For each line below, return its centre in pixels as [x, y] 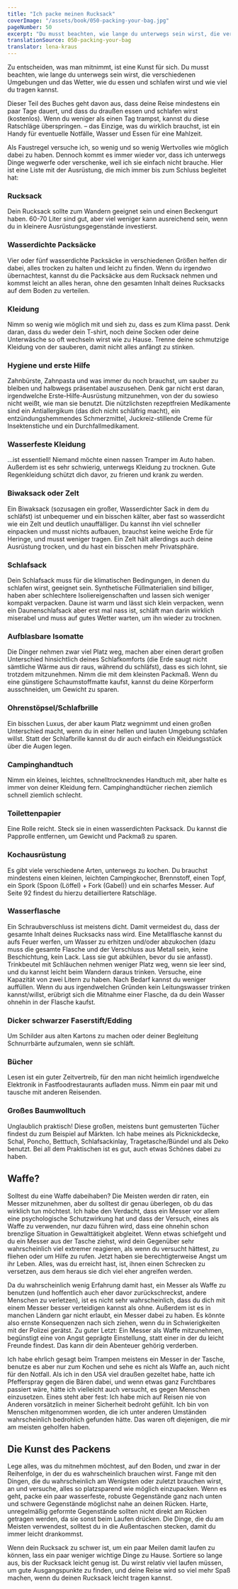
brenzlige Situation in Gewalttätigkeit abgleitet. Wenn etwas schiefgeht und [117, 1233]
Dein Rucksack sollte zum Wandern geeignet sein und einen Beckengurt [113, 211]
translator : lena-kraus [42, 47]
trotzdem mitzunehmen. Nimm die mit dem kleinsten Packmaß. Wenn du [113, 674]
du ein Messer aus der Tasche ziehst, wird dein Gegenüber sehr [101, 1241]
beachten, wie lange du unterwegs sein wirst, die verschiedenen [102, 75]
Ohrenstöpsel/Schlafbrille [53, 708]
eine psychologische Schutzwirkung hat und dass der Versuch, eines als [113, 1219]
